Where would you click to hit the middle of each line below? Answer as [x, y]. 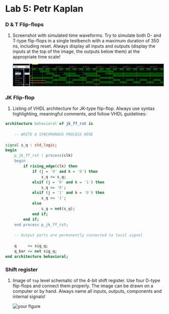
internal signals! [29, 297]
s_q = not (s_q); [58, 209]
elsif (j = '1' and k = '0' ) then [68, 193]
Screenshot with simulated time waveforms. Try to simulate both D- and [87, 35]
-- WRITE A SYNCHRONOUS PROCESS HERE [54, 134]
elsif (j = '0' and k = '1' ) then [68, 182]
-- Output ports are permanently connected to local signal [78, 235]
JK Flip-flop [20, 97]
